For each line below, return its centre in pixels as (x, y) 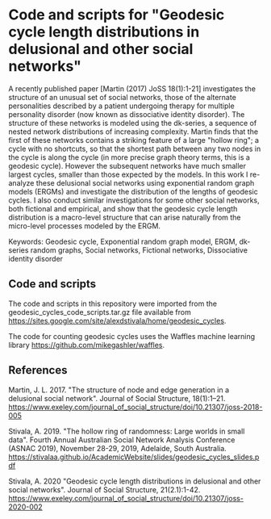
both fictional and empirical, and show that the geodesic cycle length (123, 208)
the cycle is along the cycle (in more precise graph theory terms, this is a (129, 157)
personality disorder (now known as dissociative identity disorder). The (127, 114)
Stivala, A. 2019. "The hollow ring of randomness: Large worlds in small (127, 431)
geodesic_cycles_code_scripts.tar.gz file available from (100, 312)
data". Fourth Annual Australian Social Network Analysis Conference (122, 439)
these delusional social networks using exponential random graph (145, 182)
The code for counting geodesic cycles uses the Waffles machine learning (132, 336)
